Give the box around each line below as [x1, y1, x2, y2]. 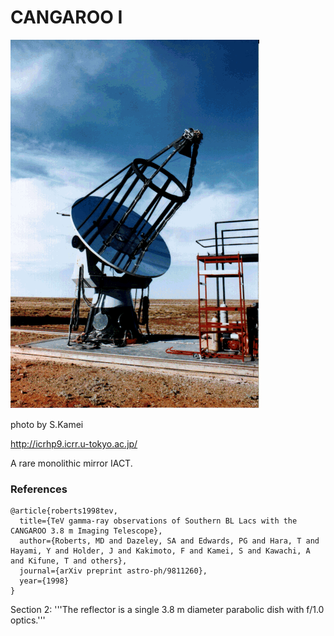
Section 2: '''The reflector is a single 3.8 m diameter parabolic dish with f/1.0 [10, 604, 325, 616]
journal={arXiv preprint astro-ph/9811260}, [19, 566, 208, 576]
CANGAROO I [10, 6, 123, 29]
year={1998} [19, 576, 70, 586]
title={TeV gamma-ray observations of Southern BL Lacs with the [19, 516, 298, 526]
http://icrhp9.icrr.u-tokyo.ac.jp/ [10, 437, 138, 450]
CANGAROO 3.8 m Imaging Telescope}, [10, 526, 163, 536]
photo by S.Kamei [10, 418, 84, 430]
